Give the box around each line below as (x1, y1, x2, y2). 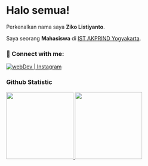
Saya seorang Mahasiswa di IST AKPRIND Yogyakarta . (6, 35, 141, 42)
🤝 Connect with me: (6, 49, 64, 58)
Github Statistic (6, 78, 53, 86)
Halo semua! (6, 4, 70, 17)
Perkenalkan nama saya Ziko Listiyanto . (6, 23, 106, 30)
